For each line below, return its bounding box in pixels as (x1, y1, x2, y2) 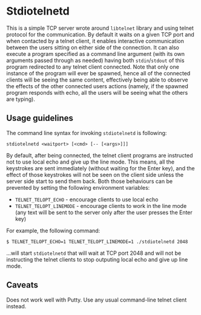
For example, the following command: (6, 227, 100, 234)
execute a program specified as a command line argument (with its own (6, 50, 185, 57)
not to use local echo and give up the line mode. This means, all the (6, 158, 174, 165)
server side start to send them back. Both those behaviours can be (6, 178, 173, 185)
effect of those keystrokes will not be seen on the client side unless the (6, 171, 183, 178)
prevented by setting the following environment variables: (6, 184, 150, 191)
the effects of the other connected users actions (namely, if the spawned (6, 82, 189, 89)
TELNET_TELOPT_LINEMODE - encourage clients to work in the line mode (15, 202, 187, 209)
